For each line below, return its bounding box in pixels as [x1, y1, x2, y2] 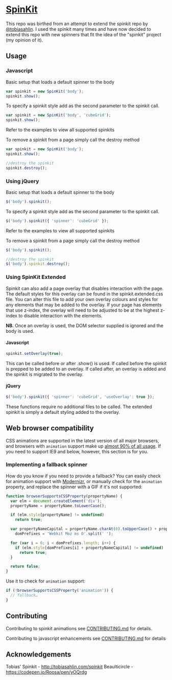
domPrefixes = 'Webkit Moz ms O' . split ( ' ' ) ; [15, 531, 114, 536]
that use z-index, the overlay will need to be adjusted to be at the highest [6, 307, 160, 313]
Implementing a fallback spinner [6, 461, 88, 468]
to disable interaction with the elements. [18, 312, 103, 318]
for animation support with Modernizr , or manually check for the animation [6, 478, 162, 484]
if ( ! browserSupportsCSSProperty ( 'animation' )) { [6, 588, 114, 593]
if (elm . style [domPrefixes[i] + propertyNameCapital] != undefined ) [15, 545, 164, 550]
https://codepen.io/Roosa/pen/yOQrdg [6, 669, 87, 675]
